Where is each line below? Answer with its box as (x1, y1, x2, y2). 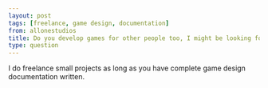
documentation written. (8, 72, 85, 82)
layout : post (8, 11, 52, 20)
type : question (8, 42, 59, 50)
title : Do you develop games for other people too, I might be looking (8, 34, 251, 42)
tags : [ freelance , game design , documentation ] (8, 19, 170, 27)
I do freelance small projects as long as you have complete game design (8, 63, 246, 73)
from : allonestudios (8, 26, 77, 34)
